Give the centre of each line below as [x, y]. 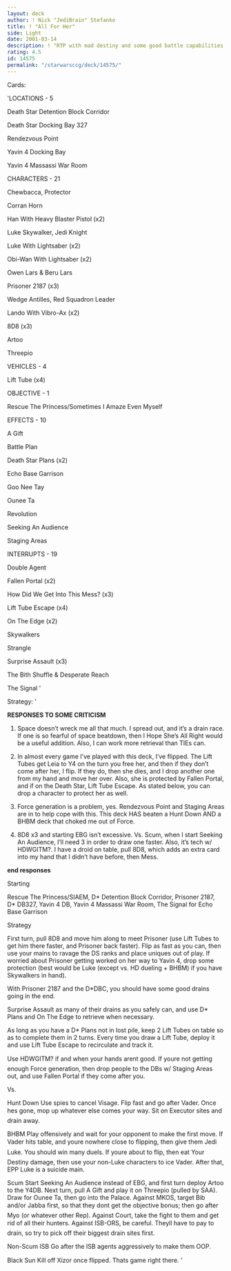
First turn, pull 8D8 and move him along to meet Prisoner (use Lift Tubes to [113, 938]
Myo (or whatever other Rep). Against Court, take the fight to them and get [113, 1215]
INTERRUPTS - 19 [32, 554]
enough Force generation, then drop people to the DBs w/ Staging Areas [110, 1068]
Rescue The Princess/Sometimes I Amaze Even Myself [85, 406]
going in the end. [31, 996]
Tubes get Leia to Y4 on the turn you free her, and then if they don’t [113, 763]
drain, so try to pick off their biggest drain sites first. [81, 1233]
